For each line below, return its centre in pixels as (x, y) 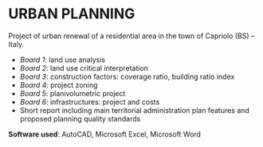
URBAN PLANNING (72, 14)
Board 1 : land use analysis (63, 60)
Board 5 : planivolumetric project (73, 93)
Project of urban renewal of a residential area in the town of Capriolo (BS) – (131, 36)
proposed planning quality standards (80, 118)
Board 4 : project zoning (59, 85)
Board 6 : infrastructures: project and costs (90, 102)
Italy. (16, 44)
